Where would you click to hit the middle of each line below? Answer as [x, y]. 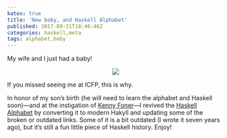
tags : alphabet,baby [37, 39]
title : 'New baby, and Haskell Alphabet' [67, 20]
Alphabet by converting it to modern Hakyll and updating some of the [105, 113]
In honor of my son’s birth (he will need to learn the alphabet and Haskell [110, 98]
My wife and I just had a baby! [50, 58]
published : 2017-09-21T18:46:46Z [55, 26]
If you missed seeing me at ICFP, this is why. [70, 85]
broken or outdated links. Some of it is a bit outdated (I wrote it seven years [113, 120]
